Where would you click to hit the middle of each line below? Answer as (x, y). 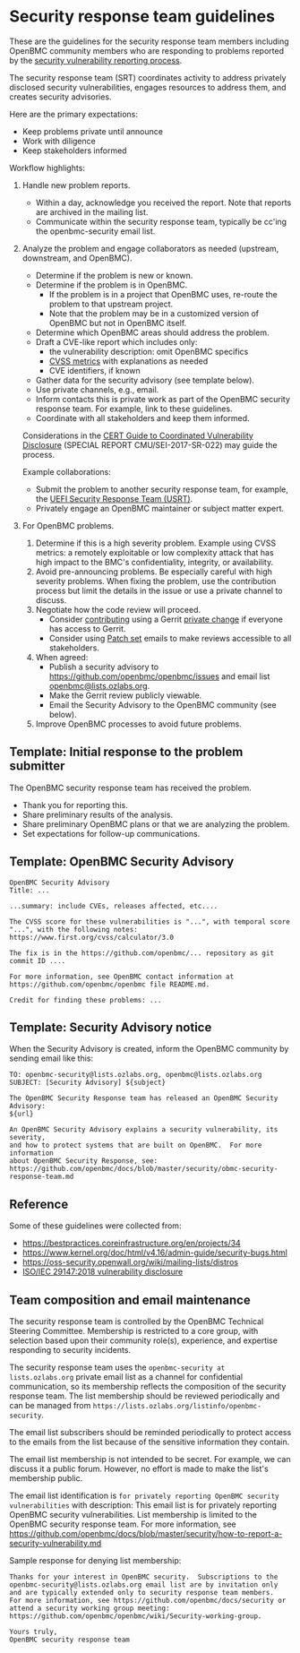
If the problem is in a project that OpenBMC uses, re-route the (163, 294)
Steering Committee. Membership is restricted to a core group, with (134, 1331)
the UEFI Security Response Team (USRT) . (114, 498)
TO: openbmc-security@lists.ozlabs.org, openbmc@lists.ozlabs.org (136, 1075)
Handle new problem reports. (76, 185)
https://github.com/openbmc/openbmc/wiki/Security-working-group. (136, 1616)
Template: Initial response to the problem (126, 752)
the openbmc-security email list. (95, 231)
